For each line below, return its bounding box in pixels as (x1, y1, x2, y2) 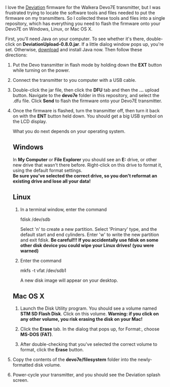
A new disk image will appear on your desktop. (20, 277, 118, 283)
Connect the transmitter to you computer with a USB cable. (12, 77, 137, 83)
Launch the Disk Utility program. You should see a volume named (20, 305, 157, 312)
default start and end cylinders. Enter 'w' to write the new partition (20, 231, 159, 237)
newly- (138, 356, 152, 363)
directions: (5, 52, 28, 58)
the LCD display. (12, 118, 47, 124)
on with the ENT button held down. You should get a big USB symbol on (12, 113, 163, 119)
